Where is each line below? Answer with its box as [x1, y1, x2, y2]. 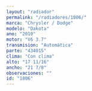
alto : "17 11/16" [6, 59, 50, 65]
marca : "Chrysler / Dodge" [6, 20, 73, 26]
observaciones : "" [6, 70, 52, 76]
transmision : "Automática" [6, 43, 73, 48]
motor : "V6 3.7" [6, 37, 47, 43]
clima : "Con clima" [6, 53, 55, 59]
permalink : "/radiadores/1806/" [6, 14, 87, 20]
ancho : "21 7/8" [6, 64, 47, 71]
